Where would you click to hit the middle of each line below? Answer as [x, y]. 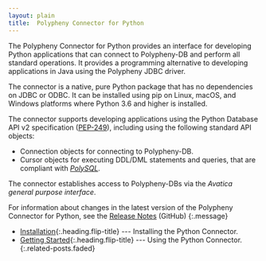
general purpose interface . [52, 192]
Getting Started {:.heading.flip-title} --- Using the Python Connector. [131, 240]
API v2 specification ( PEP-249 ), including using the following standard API [130, 127]
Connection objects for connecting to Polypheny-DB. [106, 151]
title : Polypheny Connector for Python [76, 23]
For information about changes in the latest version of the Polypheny [121, 207]
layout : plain [32, 16]
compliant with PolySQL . [60, 168]
